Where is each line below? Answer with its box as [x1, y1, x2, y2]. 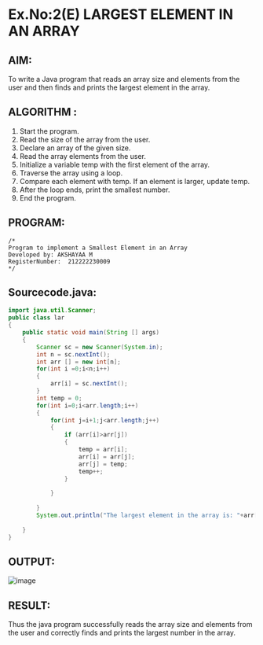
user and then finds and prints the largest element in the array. [8, 83, 210, 92]
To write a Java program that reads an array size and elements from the [8, 75, 240, 83]
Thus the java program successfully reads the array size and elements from [8, 620, 253, 629]
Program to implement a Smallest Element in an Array [8, 244, 188, 252]
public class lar [8, 314, 65, 322]
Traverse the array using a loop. [19, 168, 123, 178]
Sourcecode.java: [8, 286, 97, 300]
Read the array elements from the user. [19, 151, 147, 160]
